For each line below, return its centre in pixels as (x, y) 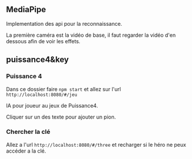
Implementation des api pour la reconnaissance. (64, 23)
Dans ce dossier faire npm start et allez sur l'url (64, 89)
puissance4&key (38, 60)
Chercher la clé (28, 132)
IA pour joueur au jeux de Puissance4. (52, 105)
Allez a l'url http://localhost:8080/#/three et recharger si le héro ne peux (96, 144)
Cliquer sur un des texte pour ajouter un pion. (61, 117)
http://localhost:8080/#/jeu (42, 95)
